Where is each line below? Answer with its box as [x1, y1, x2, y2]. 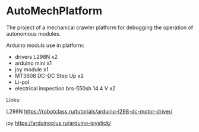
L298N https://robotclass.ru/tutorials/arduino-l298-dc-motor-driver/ [6, 108, 173, 115]
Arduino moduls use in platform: [6, 42, 85, 49]
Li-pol [14, 78, 30, 86]
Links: [6, 96, 21, 103]
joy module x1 [14, 65, 49, 73]
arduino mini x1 [14, 59, 52, 67]
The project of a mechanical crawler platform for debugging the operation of [6, 24, 194, 31]
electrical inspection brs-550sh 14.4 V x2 [14, 84, 116, 92]
